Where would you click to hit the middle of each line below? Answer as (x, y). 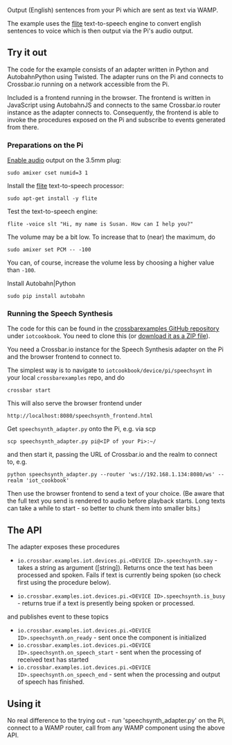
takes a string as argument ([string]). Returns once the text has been (115, 568)
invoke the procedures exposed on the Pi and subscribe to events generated (116, 119)
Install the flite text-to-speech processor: (66, 186)
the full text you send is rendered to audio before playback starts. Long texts (116, 501)
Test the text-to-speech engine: (53, 212)
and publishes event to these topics (58, 617)
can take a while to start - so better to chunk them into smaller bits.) (104, 508)
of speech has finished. (51, 682)
